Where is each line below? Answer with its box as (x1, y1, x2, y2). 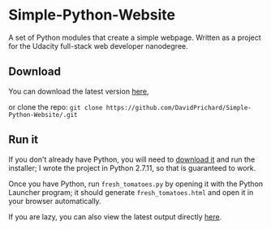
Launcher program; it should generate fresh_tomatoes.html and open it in (8, 187, 254, 197)
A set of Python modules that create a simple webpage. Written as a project (8, 33, 261, 42)
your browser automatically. (8, 196, 101, 206)
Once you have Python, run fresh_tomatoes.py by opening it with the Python (8, 179, 264, 189)
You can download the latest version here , (8, 86, 149, 96)
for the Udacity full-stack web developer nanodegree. (8, 41, 188, 50)
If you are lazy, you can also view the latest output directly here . (8, 211, 222, 221)
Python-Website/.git (8, 111, 79, 119)
